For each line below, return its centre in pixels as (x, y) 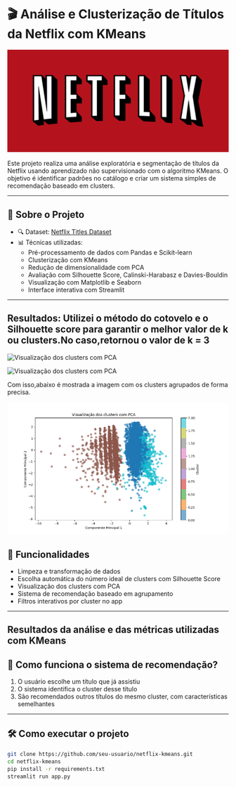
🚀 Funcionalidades (48, 554)
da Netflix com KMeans (77, 34)
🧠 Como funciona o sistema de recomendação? (113, 664)
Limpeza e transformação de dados (69, 571)
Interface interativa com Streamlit (76, 290)
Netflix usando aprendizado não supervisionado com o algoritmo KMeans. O (118, 171)
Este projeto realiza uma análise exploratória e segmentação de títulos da (113, 164)
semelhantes (36, 704)
